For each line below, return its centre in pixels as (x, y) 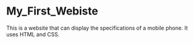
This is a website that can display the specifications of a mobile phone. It (97, 28)
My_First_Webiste (52, 11)
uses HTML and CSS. (33, 34)
